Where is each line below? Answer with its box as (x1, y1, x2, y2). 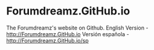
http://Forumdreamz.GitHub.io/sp (6, 37, 89, 44)
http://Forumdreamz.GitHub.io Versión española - (6, 30, 129, 37)
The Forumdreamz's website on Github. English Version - (6, 24, 149, 31)
